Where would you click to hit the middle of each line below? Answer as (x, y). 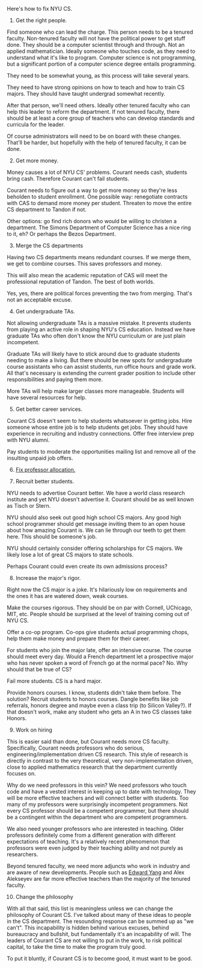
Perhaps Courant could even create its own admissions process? (87, 566)
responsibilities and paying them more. (55, 379)
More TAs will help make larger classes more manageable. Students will (96, 391)
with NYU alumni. (28, 440)
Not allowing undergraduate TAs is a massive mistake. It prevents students (99, 323)
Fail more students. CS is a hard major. (55, 681)
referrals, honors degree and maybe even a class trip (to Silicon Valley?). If (99, 705)
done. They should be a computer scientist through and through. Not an (96, 45)
